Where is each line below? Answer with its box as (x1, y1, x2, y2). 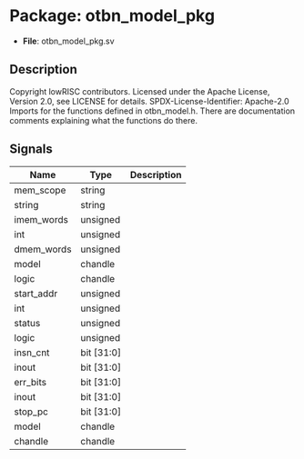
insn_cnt (14, 346, 50, 359)
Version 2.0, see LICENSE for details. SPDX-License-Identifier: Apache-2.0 (9, 95, 289, 106)
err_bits (14, 375, 47, 388)
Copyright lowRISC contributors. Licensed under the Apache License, (9, 85, 270, 96)
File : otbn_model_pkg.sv (22, 35, 116, 46)
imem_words (14, 213, 68, 225)
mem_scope (14, 184, 66, 196)
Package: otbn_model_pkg (9, 5, 216, 26)
